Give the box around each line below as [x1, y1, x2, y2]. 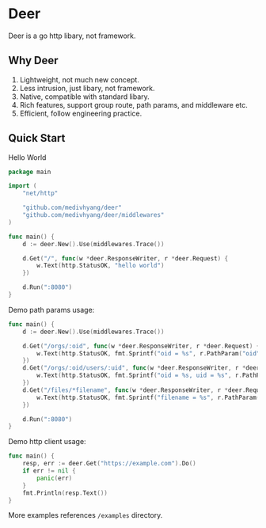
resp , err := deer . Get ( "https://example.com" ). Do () [22, 460, 196, 468]
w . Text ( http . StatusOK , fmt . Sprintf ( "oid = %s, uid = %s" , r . [36, 371, 243, 380]
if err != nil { [22, 467, 77, 475]
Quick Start [8, 131, 66, 145]
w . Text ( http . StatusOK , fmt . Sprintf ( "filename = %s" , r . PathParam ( [36, 393, 260, 401]
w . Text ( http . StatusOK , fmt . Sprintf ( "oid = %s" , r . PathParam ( [36, 349, 243, 357]
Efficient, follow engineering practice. [19, 108, 142, 118]
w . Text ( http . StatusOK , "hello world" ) [36, 262, 165, 270]
